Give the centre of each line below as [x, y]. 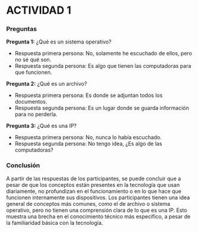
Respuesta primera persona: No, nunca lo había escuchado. [88, 137]
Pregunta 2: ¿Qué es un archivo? [47, 84]
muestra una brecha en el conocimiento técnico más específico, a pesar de [98, 216]
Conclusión [23, 165]
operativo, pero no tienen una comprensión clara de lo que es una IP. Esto [97, 210]
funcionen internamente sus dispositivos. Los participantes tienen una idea [98, 197]
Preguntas [22, 29]
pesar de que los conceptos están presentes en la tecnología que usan [93, 184]
